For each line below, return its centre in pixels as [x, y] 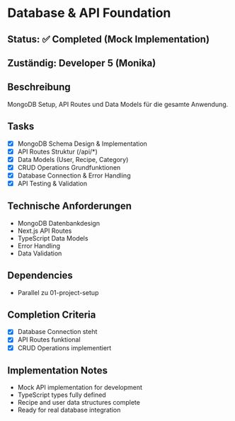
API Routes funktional [49, 340]
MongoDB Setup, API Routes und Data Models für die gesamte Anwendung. [118, 104]
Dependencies [40, 276]
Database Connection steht [57, 332]
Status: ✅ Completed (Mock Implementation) [109, 39]
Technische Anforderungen [70, 206]
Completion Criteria [52, 315]
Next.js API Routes [45, 231]
